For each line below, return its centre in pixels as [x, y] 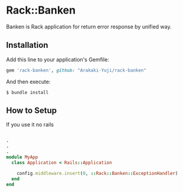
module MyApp [22, 157]
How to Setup [32, 111]
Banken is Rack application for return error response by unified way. [89, 27]
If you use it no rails [30, 125]
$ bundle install [27, 92]
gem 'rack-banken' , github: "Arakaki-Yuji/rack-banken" [76, 70]
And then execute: [28, 82]
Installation [27, 45]
